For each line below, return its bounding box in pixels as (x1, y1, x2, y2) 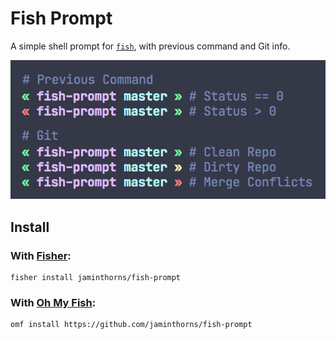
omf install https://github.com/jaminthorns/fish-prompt (10, 320, 253, 330)
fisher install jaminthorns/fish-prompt (10, 273, 182, 283)
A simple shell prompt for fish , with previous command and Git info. (10, 40, 291, 52)
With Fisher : (10, 248, 72, 262)
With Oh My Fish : (10, 296, 97, 310)
